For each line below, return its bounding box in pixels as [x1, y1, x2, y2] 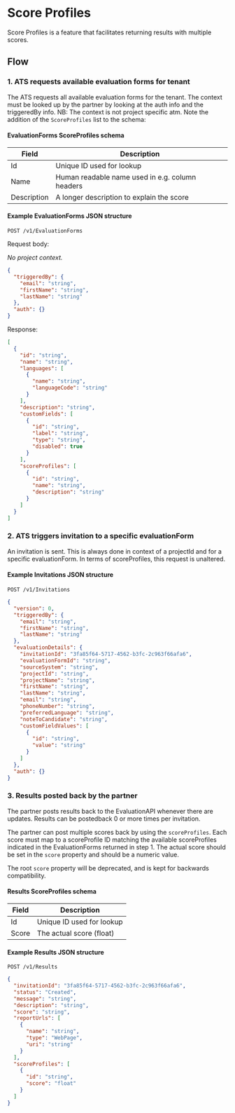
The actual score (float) [37, 929, 115, 938]
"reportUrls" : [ [13, 1015, 61, 1022]
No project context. [7, 254, 63, 262]
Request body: [7, 240, 50, 248]
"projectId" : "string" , [20, 670, 90, 677]
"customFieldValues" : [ [20, 722, 90, 730]
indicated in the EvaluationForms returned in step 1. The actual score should [7, 842, 226, 851]
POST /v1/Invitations [7, 587, 71, 594]
